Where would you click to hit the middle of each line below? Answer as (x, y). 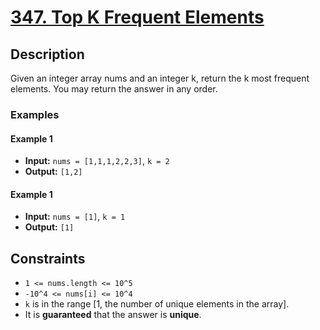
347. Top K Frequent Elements (137, 17)
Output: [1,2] (53, 172)
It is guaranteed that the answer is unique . (113, 315)
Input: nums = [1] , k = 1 (75, 217)
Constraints (48, 258)
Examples (35, 114)
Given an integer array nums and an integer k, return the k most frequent (160, 78)
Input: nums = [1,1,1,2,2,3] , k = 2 (97, 161)
